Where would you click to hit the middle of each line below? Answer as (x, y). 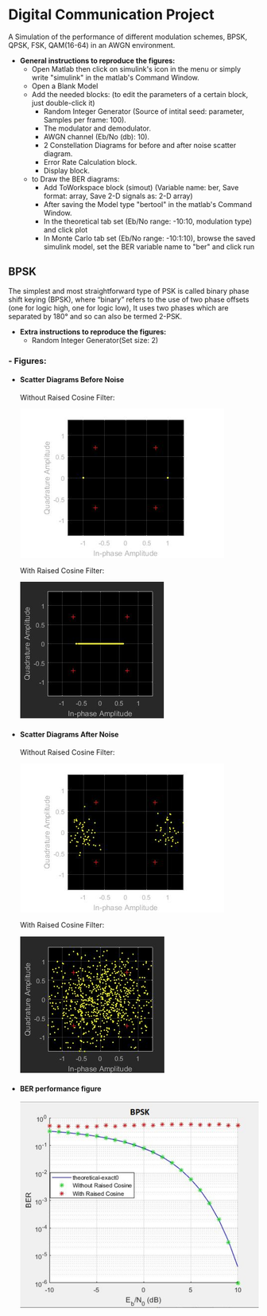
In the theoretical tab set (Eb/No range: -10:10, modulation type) (148, 221)
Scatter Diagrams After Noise (69, 735)
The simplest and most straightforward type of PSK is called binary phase (129, 291)
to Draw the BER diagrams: (75, 179)
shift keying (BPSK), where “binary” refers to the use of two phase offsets (129, 299)
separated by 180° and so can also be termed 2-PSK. (95, 316)
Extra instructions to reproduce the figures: (93, 331)
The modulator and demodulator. (97, 128)
